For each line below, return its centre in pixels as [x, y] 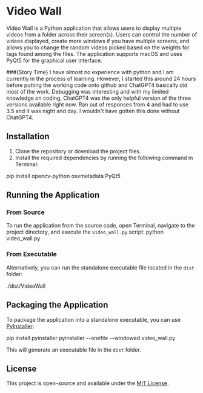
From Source [25, 212]
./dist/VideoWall [26, 286]
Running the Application [53, 195]
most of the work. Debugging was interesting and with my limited [88, 91]
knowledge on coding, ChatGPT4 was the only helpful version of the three [99, 98]
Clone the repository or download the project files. [78, 151]
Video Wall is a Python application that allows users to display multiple [94, 28]
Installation [28, 137]
